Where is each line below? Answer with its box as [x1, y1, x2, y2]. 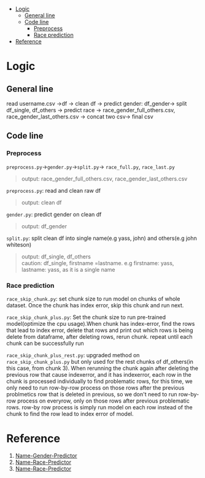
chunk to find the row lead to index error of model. [6, 410, 134, 417]
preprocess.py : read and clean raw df [6, 187, 101, 194]
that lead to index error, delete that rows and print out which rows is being [6, 326, 193, 334]
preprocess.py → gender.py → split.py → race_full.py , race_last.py [6, 163, 175, 171]
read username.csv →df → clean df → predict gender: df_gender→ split [6, 100, 187, 107]
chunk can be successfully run [6, 339, 84, 347]
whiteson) [6, 241, 32, 248]
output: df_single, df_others [21, 253, 91, 260]
